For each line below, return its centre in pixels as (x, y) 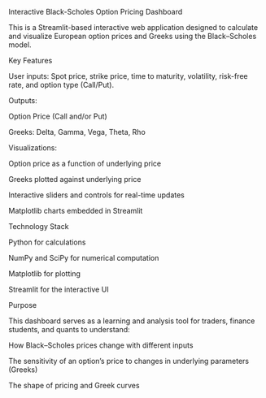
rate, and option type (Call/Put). (61, 85)
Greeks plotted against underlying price (75, 179)
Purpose (23, 305)
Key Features (31, 61)
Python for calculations (47, 242)
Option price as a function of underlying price (85, 163)
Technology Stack (39, 226)
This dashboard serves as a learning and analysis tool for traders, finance (132, 321)
